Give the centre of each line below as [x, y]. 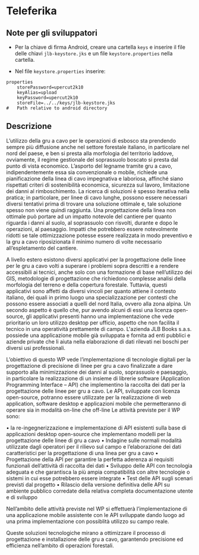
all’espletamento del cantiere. [42, 248]
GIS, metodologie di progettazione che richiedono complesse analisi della [96, 278]
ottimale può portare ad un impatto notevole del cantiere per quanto [89, 216]
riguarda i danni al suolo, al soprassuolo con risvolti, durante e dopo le [92, 223]
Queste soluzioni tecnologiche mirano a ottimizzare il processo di [86, 532]
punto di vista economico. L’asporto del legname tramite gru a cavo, [89, 166]
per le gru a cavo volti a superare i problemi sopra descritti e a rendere [93, 266]
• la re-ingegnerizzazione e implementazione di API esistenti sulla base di [96, 428]
